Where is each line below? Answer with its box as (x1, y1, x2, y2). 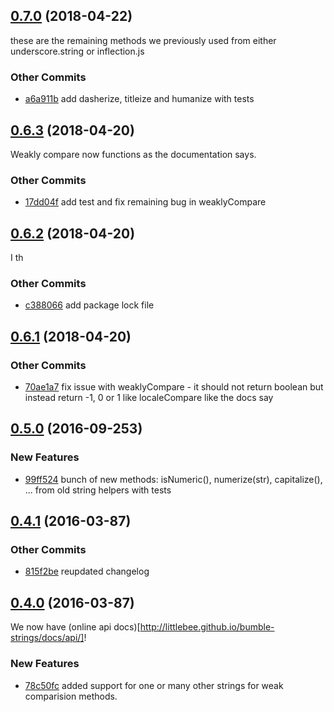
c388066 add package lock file (24, 299, 155, 311)
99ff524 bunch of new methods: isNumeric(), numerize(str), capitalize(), (24, 473, 323, 485)
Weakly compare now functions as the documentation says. (10, 148, 257, 160)
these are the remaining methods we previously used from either (10, 34, 277, 46)
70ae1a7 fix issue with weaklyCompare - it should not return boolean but (24, 381, 324, 393)
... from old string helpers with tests (24, 484, 172, 496)
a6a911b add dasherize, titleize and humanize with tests (24, 93, 255, 105)
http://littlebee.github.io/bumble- (139, 621, 275, 633)
